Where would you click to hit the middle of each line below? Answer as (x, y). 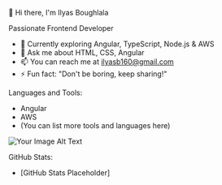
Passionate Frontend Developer (61, 28)
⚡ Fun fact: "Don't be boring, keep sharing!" (94, 74)
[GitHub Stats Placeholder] (65, 173)
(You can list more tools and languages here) (95, 125)
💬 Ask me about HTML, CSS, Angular (82, 52)
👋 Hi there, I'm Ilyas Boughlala (59, 13)
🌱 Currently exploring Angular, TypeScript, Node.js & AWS (117, 44)
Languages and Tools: (46, 92)
